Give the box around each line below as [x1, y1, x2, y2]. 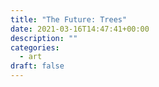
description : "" [10, 33, 78, 43]
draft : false [10, 61, 65, 71]
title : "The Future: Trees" [10, 14, 128, 25]
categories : [10, 42, 60, 53]
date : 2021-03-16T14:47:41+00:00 [10, 24, 150, 34]
